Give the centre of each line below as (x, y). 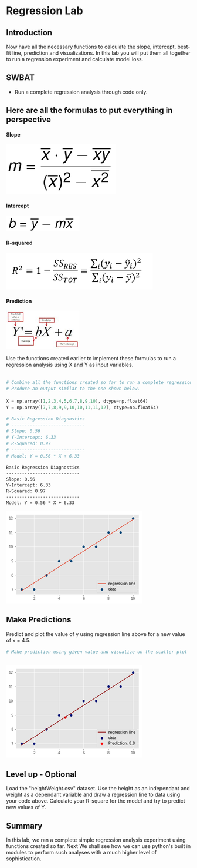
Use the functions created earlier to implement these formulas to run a (91, 359)
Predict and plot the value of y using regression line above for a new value (96, 634)
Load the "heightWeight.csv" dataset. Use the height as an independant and (98, 789)
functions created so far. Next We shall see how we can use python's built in (98, 846)
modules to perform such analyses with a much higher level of (81, 853)
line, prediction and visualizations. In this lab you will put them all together (101, 53)
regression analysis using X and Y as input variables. (70, 365)
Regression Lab (45, 11)
